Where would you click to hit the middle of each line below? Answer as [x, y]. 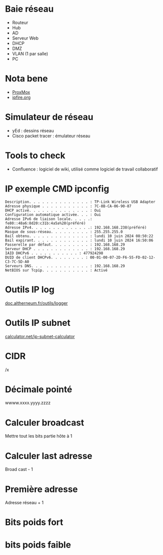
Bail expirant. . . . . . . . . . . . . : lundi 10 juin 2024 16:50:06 [79, 240]
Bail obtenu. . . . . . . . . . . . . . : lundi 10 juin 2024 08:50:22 [79, 236]
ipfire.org [21, 97]
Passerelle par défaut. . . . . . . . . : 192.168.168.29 [65, 245]
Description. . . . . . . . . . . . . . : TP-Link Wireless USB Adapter [80, 202]
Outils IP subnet [38, 323]
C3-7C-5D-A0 [17, 262]
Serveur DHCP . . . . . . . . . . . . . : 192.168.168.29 [65, 249]
